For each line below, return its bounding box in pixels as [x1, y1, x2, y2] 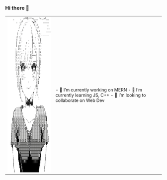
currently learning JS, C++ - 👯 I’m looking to [55, 92, 146, 98]
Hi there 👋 [5, 4, 30, 11]
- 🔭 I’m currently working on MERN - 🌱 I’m [55, 87, 143, 93]
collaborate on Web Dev [55, 97, 105, 103]
